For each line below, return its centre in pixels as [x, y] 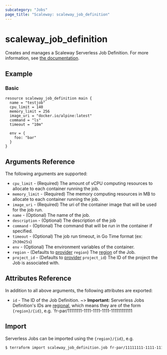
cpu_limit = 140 [26, 107]
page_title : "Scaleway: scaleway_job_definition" [58, 14]
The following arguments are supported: [46, 174]
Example [19, 74]
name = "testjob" [28, 103]
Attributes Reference [38, 278]
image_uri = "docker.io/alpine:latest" [51, 116]
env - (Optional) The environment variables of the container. [74, 247]
